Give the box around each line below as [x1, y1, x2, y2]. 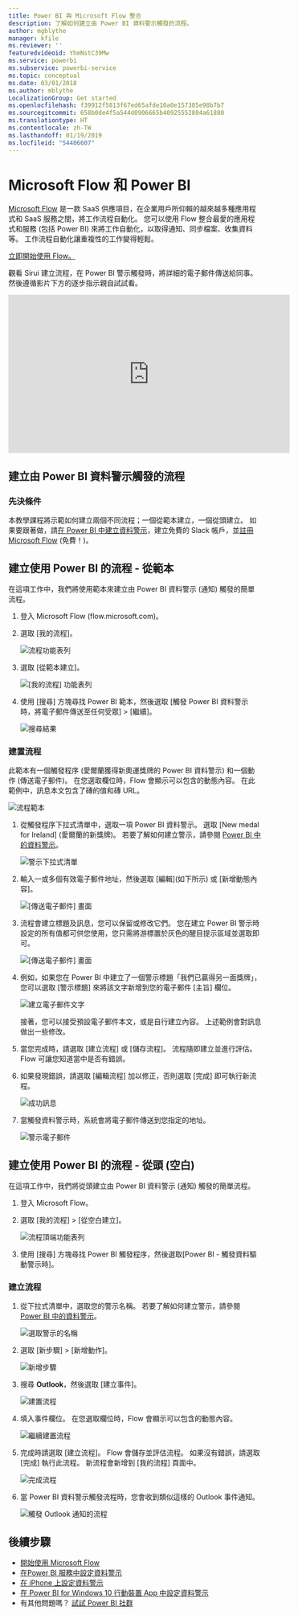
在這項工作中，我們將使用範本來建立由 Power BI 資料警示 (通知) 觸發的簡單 [8, 584, 255, 593]
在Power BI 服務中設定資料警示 [19, 1568, 123, 1578]
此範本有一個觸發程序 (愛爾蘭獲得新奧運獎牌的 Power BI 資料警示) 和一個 [8, 765, 248, 776]
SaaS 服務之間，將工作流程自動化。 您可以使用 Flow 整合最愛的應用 [23, 214, 248, 223]
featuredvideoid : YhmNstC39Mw [8, 49, 110, 57]
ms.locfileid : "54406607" [8, 138, 95, 147]
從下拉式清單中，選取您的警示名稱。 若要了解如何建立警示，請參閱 [19, 1301, 241, 1311]
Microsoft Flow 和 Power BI [8, 176, 191, 194]
